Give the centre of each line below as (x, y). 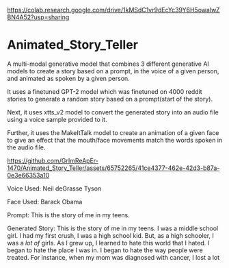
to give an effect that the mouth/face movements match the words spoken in (115, 140)
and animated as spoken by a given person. (68, 78)
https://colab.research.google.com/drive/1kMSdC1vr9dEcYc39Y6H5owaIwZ (113, 10)
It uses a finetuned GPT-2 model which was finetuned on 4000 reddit (105, 91)
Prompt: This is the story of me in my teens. (68, 215)
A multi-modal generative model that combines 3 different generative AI (108, 64)
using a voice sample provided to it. (57, 119)
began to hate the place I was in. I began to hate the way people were (105, 250)
